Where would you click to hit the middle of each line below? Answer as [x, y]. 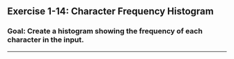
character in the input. [46, 40]
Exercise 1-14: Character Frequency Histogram [110, 11]
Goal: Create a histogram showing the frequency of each [105, 31]
